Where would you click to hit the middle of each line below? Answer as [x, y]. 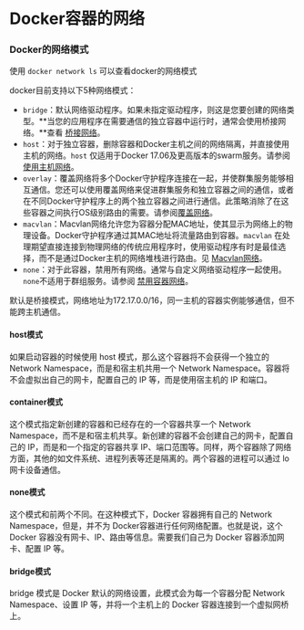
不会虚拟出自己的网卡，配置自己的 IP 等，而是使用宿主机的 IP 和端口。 [141, 379]
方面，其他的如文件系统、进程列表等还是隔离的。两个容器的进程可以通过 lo [149, 458]
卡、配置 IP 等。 [40, 549]
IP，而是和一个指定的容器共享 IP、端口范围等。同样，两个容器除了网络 [159, 446]
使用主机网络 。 [51, 167]
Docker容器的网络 [77, 19]
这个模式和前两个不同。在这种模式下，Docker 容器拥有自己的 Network [141, 514]
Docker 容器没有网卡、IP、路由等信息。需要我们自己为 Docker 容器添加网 [147, 537]
